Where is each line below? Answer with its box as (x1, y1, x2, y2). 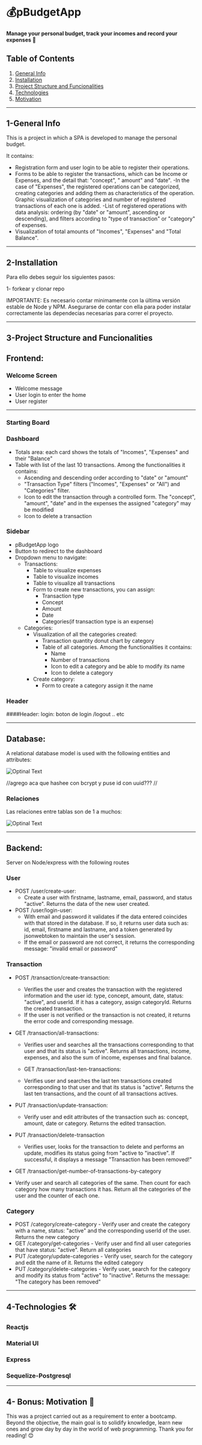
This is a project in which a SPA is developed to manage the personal (6, 134, 177, 142)
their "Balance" (14, 455, 53, 462)
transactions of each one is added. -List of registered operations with (14, 202, 188, 210)
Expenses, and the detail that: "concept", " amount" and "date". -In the (14, 176, 190, 184)
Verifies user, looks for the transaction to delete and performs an (23, 1143, 185, 1150)
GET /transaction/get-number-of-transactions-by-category (14, 1167, 162, 1175)
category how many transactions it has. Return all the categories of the (14, 1185, 191, 1193)
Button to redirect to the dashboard (14, 547, 102, 555)
